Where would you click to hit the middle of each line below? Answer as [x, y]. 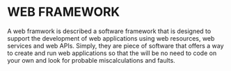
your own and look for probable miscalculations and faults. [91, 60]
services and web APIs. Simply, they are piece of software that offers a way [115, 45]
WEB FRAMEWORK [64, 12]
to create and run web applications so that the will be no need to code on [112, 53]
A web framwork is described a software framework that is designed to [109, 31]
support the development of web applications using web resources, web [111, 38]
